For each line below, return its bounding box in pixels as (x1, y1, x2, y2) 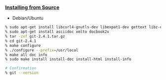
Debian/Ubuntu (12, 15, 43, 21)
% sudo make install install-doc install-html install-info (5, 57, 132, 62)
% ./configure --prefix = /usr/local (5, 47, 79, 53)
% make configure (5, 43, 41, 48)
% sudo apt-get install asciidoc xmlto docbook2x (5, 29, 110, 35)
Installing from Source (5, 4, 60, 11)
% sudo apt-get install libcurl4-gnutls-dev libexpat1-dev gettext (5, 25, 147, 30)
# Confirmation (5, 66, 37, 71)
